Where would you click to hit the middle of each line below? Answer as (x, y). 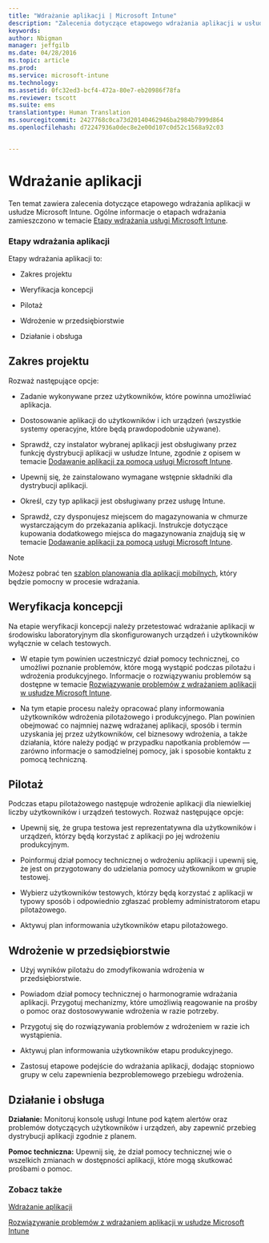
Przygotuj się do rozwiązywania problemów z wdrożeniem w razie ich (135, 1027)
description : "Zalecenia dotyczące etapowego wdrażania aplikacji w (125, 23)
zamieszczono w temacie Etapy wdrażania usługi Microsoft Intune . (118, 220)
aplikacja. (36, 405)
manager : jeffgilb (39, 46)
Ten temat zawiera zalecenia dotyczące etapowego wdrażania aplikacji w (129, 203)
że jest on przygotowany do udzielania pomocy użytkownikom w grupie (138, 869)
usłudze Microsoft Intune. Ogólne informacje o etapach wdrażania (117, 212)
